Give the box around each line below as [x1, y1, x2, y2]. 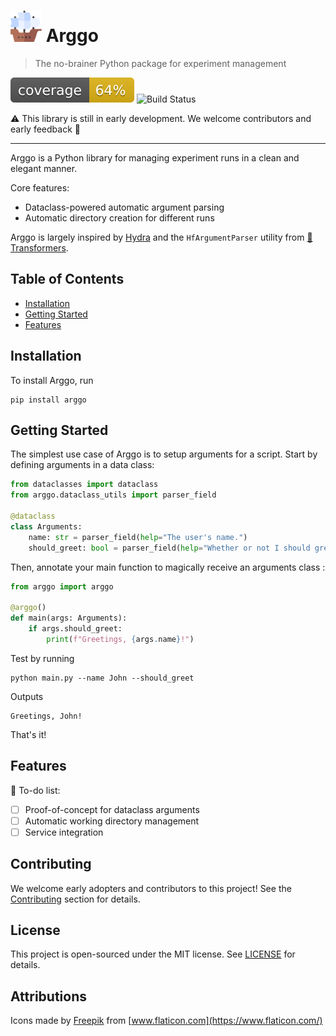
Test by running [10, 652, 75, 664]
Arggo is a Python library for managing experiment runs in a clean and [10, 151, 300, 164]
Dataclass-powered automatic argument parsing [24, 201, 225, 213]
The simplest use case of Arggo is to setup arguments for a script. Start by [10, 448, 318, 460]
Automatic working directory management [24, 815, 200, 827]
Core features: [10, 181, 70, 194]
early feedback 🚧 [10, 123, 81, 135]
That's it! [10, 728, 47, 740]
